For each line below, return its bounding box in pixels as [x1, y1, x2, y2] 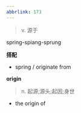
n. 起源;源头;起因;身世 [21, 87, 75, 95]
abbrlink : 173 [6, 9, 42, 15]
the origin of [15, 100, 46, 107]
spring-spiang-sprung [6, 38, 62, 46]
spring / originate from [15, 63, 71, 70]
